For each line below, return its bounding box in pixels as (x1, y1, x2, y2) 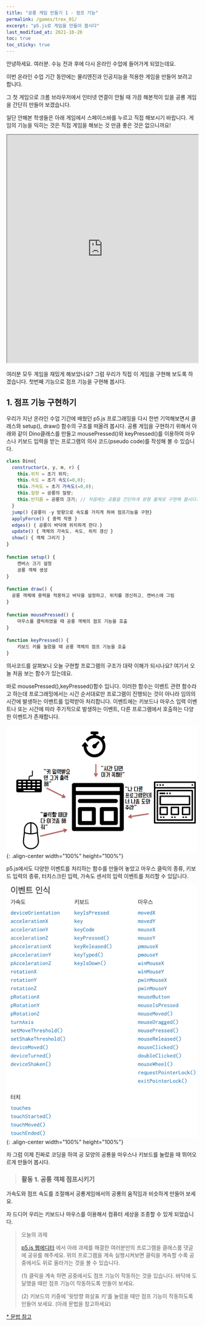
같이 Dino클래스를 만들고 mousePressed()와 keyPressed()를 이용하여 (17, 430, 184, 437)
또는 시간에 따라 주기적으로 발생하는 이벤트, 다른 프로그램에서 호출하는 (17, 705, 183, 712)
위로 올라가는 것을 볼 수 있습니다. (42, 1259, 120, 1266)
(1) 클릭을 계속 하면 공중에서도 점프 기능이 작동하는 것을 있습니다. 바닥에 (21, 1272, 191, 1279)
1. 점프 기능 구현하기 (6, 397, 77, 408)
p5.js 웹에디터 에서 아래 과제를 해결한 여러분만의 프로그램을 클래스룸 (21, 1244, 183, 1251)
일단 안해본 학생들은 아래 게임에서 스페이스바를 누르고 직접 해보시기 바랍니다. (6, 114, 188, 121)
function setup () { (6, 554, 56, 560)
